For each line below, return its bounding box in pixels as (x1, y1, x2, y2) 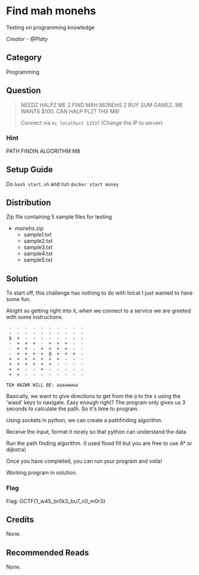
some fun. (6, 296, 31, 303)
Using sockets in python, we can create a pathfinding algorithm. (6, 417, 163, 424)
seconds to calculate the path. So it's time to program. (6, 405, 139, 412)
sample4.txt (23, 250, 53, 257)
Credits (6, 514, 34, 525)
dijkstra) (6, 446, 27, 453)
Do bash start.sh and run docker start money (6, 180, 119, 188)
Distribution (6, 198, 52, 208)
